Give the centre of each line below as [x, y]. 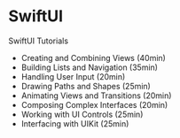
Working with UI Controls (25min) [82, 114]
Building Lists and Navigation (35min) [90, 67]
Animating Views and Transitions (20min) [96, 96]
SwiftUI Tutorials [38, 41]
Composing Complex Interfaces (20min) [94, 104]
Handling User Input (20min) [73, 76]
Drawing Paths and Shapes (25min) [86, 86]
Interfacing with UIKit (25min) [75, 123]
